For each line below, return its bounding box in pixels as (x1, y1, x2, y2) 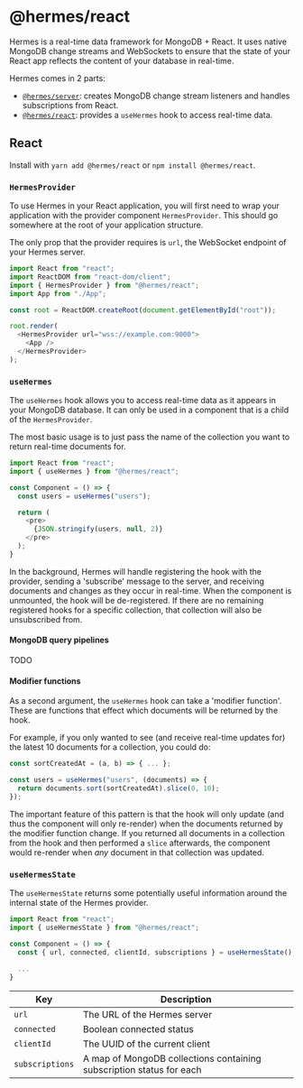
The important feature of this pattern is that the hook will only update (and (9, 808, 285, 819)
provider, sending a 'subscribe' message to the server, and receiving (9, 576, 264, 586)
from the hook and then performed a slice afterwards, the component (9, 837, 271, 848)
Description (160, 993, 212, 1006)
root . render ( (9, 322, 59, 331)
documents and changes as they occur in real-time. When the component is (9, 585, 292, 596)
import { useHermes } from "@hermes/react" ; (9, 466, 179, 475)
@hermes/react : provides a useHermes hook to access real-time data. (22, 109, 273, 120)
